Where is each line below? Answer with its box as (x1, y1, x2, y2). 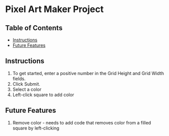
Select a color (12, 86, 42, 92)
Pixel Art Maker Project (5, 4, 104, 15)
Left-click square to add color (12, 92, 75, 98)
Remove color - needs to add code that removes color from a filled (12, 119, 151, 125)
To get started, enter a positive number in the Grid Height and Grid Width (12, 70, 164, 76)
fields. (12, 76, 26, 82)
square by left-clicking (12, 125, 60, 131)
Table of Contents (5, 24, 63, 32)
